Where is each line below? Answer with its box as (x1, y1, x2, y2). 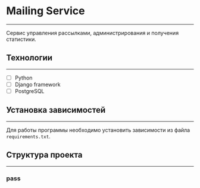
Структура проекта (6, 150, 83, 160)
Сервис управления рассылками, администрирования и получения (6, 29, 179, 36)
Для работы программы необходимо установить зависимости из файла (6, 126, 190, 133)
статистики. (6, 36, 37, 43)
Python (14, 74, 33, 81)
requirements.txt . (6, 132, 51, 140)
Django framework (14, 81, 61, 88)
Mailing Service (6, 4, 85, 18)
